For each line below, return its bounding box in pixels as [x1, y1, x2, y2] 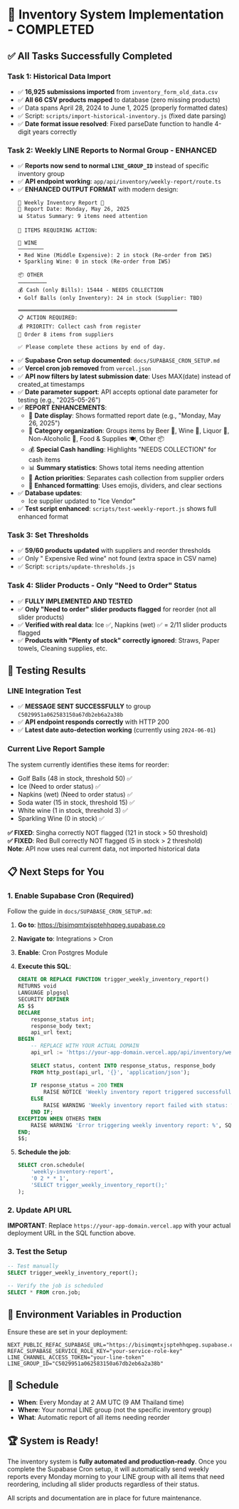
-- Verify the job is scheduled [7, 1282, 103, 1290]
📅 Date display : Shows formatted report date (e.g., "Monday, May [28, 411, 221, 420]
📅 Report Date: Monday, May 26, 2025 [17, 206, 130, 213]
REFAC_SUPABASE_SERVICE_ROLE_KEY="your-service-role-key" [7, 1347, 183, 1354]
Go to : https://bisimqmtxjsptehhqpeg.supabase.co [17, 921, 166, 929]
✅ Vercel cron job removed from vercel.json [17, 364, 152, 373]
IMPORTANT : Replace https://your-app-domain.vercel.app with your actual [7, 1221, 231, 1230]
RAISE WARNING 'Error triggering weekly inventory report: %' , [31, 1121, 222, 1129]
